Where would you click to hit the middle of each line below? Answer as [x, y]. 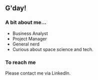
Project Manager [29, 38]
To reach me [20, 62]
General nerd [26, 44]
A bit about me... [26, 22]
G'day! [16, 8]
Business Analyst [30, 33]
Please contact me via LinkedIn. [38, 73]
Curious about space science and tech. [53, 49]
